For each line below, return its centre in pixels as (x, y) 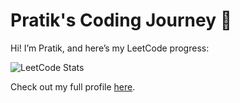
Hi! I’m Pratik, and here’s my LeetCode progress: (110, 48)
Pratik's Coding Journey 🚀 (121, 20)
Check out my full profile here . (73, 86)
